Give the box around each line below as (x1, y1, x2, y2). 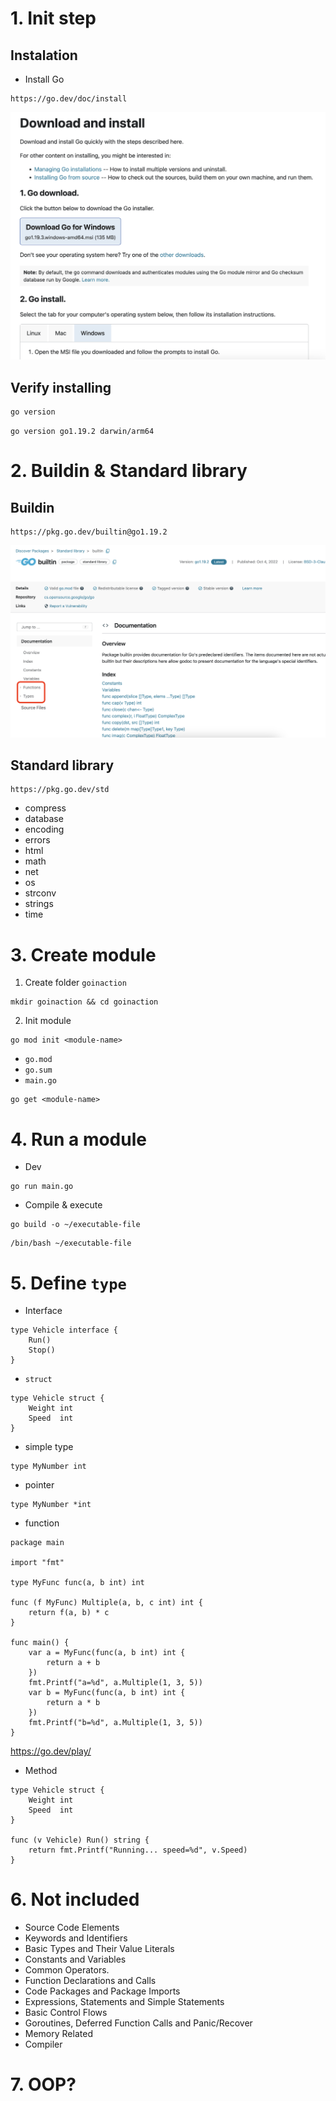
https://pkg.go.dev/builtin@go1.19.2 (10, 527, 168, 537)
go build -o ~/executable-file (10, 1220, 141, 1230)
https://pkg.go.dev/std (10, 785, 110, 795)
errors (24, 834, 51, 846)
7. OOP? (10, 2073, 77, 2096)
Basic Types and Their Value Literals (24, 1943, 175, 1955)
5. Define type (10, 1272, 127, 1294)
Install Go (24, 73, 65, 85)
